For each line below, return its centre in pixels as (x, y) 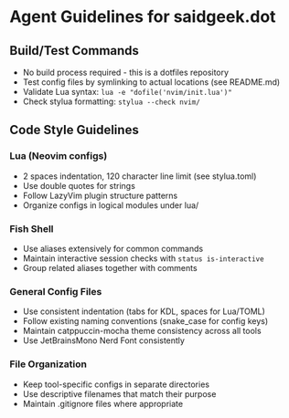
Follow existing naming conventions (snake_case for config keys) (145, 321)
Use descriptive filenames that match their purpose (119, 393)
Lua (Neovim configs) (59, 156)
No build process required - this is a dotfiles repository (126, 72)
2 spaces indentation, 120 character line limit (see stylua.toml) (139, 176)
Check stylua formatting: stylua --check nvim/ (112, 101)
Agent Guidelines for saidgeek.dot (143, 17)
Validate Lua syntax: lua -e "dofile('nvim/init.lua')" (128, 92)
